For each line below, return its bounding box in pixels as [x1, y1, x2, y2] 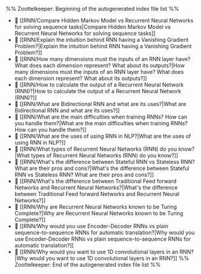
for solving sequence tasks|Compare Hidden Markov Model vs [14, 24, 171, 30]
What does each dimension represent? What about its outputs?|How [14, 62, 185, 69]
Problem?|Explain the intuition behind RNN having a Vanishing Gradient [14, 42, 192, 50]
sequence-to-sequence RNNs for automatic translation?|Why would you [14, 229, 195, 236]
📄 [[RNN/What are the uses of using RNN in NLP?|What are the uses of [14, 132, 191, 140]
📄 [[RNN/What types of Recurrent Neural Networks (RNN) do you [14, 145, 177, 152]
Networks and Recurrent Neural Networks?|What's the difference [14, 184, 178, 191]
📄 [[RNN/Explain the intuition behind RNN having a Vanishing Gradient [14, 36, 189, 43]
